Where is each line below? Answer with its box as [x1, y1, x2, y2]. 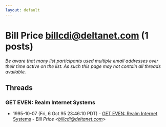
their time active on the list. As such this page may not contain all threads [5, 63, 161, 69]
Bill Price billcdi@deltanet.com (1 [5, 29, 149, 41]
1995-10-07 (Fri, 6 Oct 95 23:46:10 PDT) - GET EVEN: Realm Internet [12, 111, 158, 117]
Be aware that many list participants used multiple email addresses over [5, 58, 159, 64]
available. [5, 68, 27, 75]
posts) [5, 41, 33, 52]
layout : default [5, 7, 40, 13]
